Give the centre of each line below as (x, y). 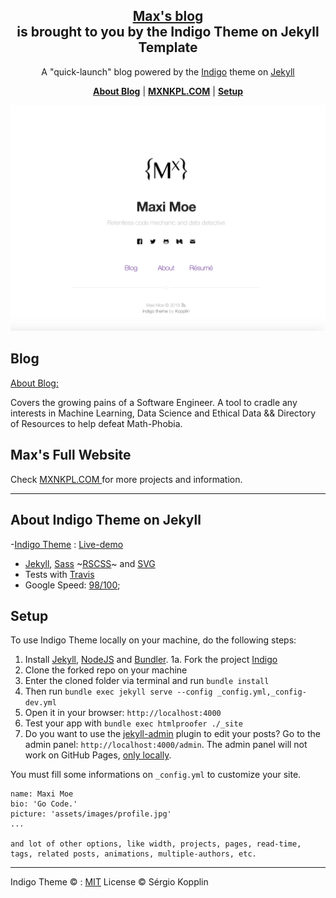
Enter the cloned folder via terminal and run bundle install (147, 681)
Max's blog (168, 16)
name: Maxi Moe (42, 794)
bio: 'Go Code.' (44, 804)
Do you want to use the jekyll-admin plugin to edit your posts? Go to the (172, 734)
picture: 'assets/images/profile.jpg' (91, 814)
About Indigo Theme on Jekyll (106, 520)
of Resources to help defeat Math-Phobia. (96, 423)
